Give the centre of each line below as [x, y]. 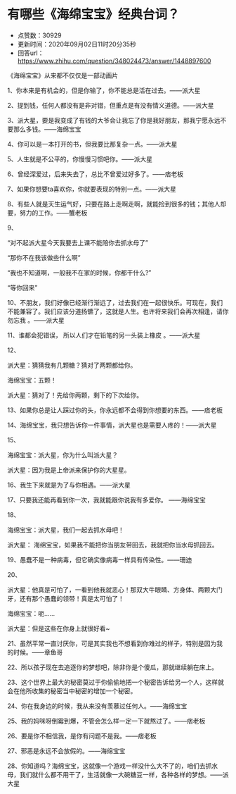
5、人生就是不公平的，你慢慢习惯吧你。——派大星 [80, 159]
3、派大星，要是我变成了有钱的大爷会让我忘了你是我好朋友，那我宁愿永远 [114, 120]
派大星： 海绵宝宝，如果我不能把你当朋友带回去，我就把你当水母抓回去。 [113, 545]
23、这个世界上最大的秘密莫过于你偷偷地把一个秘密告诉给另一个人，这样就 [116, 682]
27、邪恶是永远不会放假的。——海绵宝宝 [66, 750]
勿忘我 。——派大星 [36, 320]
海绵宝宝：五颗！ [32, 380]
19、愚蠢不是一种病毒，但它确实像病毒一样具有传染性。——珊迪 [100, 559]
